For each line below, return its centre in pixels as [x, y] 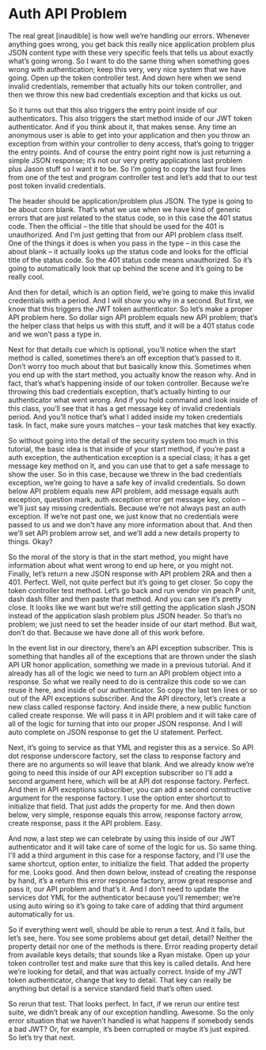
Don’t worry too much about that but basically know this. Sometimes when [130, 366]
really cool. [27, 276]
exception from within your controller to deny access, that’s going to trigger [131, 143]
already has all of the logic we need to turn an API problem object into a [125, 673]
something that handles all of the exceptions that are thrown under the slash [132, 656]
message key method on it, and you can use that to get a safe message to [129, 466]
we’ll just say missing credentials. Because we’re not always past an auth [127, 508]
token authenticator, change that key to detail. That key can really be [120, 980]
